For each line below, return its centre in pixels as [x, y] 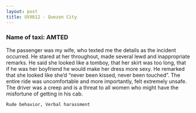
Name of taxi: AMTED [37, 37]
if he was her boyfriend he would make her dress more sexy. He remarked [96, 69]
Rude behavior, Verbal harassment [48, 104]
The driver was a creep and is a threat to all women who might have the [92, 87]
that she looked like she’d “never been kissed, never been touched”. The [93, 75]
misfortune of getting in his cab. [44, 94]
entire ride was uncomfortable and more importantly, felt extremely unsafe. [97, 81]
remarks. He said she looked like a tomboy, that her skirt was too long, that [96, 63]
